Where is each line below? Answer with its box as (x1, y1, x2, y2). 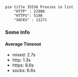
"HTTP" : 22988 (14, 9, 45, 14)
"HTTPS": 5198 (14, 13, 43, 18)
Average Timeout (5, 41, 41, 47)
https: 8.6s (12, 62, 34, 68)
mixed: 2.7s (12, 52, 36, 58)
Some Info (5, 28, 30, 35)
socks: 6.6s (12, 68, 36, 74)
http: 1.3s (12, 57, 31, 63)
